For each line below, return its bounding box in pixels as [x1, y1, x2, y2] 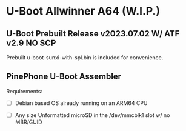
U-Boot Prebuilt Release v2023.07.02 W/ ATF [6, 29, 180, 39]
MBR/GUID [15, 118, 42, 126]
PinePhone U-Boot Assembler [6, 72, 122, 82]
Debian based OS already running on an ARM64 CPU [15, 99, 148, 107]
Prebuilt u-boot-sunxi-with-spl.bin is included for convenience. [6, 54, 164, 61]
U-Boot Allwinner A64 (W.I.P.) [6, 4, 161, 18]
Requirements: [6, 87, 42, 95]
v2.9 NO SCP [6, 38, 56, 48]
